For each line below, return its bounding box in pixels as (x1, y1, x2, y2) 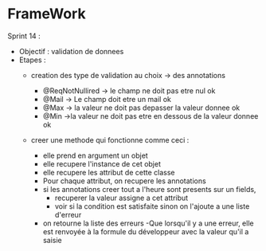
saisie (42, 235, 62, 245)
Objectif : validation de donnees (18, 46, 124, 56)
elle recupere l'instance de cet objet (42, 159, 161, 168)
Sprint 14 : (7, 31, 41, 41)
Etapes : (18, 55, 46, 65)
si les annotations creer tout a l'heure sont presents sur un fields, (42, 184, 256, 194)
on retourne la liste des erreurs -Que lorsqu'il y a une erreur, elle (42, 218, 254, 228)
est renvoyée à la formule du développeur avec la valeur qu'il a (42, 226, 249, 236)
